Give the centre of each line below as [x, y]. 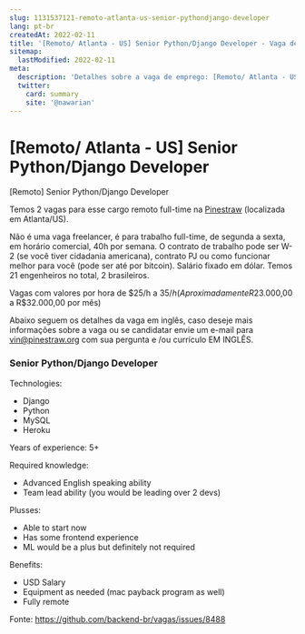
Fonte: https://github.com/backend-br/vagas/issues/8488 [118, 619]
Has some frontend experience [80, 537]
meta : [20, 69]
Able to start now [55, 528]
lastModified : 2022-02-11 [67, 60]
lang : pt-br [32, 26]
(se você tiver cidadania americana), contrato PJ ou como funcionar [143, 257]
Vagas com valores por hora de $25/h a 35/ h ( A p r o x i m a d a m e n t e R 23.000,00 [151, 293]
